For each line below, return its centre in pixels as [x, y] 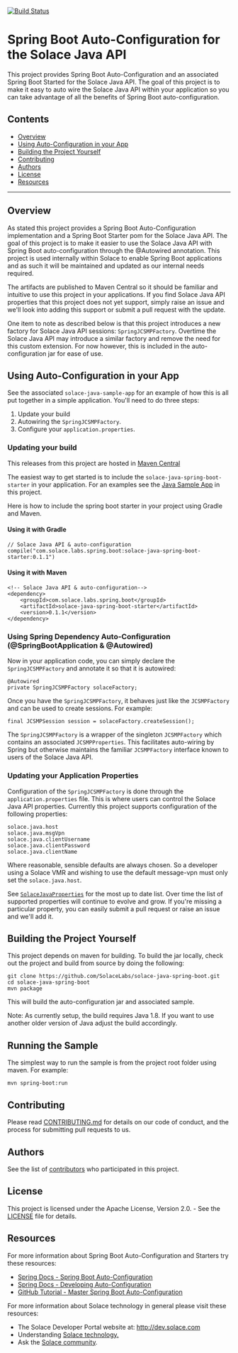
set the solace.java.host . [45, 880]
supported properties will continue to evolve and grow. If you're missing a [114, 901]
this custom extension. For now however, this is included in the [99, 346]
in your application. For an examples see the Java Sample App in [126, 484]
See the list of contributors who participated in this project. [93, 1169]
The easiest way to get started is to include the [76, 477]
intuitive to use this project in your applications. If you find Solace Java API [116, 294]
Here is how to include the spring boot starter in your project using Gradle [115, 506]
